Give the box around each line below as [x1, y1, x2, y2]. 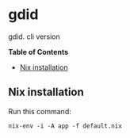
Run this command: [8, 106, 71, 116]
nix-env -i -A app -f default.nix [8, 121, 123, 130]
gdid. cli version [8, 32, 61, 41]
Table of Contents [8, 47, 69, 56]
